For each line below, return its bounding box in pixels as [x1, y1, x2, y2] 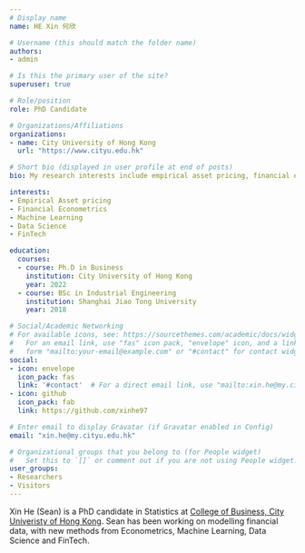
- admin [9, 55, 39, 64]
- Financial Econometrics [9, 204, 107, 213]
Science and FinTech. [9, 535, 90, 546]
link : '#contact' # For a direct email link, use [17, 380, 213, 390]
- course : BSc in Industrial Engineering [17, 288, 177, 298]
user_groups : [9, 464, 59, 473]
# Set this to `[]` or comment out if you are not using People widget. [9, 456, 299, 465]
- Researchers [9, 473, 64, 482]
